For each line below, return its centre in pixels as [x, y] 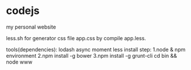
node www [19, 62]
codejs [23, 11]
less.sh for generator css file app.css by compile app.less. [76, 38]
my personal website [31, 27]
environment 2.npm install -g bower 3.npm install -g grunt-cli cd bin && [91, 55]
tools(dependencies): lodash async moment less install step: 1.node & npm [96, 49]
